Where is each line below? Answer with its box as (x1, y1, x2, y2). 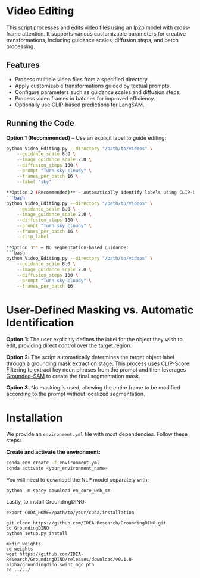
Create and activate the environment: (6, 448, 101, 456)
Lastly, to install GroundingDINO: (6, 498, 86, 505)
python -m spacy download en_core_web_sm (6, 488, 111, 494)
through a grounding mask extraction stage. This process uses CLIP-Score (6, 360, 189, 367)
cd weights (6, 546, 33, 552)
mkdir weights (6, 541, 42, 547)
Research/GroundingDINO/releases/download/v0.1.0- (6, 557, 135, 563)
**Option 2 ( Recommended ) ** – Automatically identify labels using (6, 189, 177, 196)
